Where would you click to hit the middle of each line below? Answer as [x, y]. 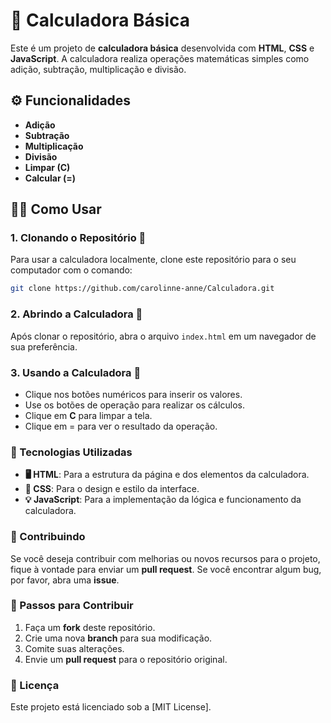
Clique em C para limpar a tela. [88, 415]
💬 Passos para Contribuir [72, 606]
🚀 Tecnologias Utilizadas [71, 452]
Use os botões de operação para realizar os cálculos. [134, 405]
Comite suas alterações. [74, 648]
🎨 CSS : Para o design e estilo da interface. [112, 489]
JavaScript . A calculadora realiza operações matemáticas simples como [160, 58]
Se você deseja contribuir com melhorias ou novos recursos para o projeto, [165, 558]
